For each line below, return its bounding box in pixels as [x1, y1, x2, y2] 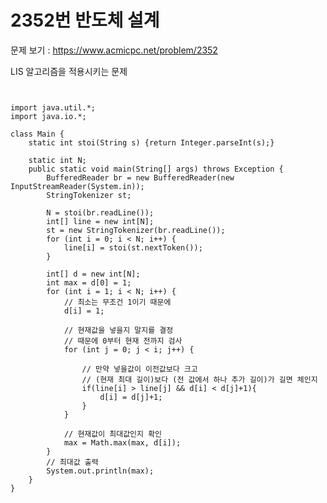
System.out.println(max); [46, 466, 155, 476]
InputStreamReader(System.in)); [10, 181, 145, 191]
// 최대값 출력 [46, 457, 99, 467]
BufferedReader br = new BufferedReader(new [46, 172, 235, 183]
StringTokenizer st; [46, 190, 132, 200]
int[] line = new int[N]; [46, 216, 155, 226]
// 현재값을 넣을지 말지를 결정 [63, 325, 174, 335]
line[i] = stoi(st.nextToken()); [63, 242, 203, 253]
